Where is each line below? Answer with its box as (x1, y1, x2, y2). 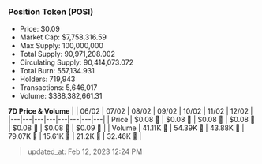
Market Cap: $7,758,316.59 (19, 32, 107, 42)
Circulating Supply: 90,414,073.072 (19, 58, 134, 67)
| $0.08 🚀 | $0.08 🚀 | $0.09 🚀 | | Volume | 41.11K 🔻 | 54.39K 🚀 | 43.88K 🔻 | (8, 123, 245, 132)
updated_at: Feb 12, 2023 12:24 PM (27, 147, 143, 156)
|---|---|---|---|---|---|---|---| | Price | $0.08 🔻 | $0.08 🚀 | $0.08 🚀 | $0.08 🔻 (8, 115, 256, 125)
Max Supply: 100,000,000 (19, 41, 104, 50)
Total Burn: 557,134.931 (19, 66, 95, 76)
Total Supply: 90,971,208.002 (19, 50, 116, 59)
